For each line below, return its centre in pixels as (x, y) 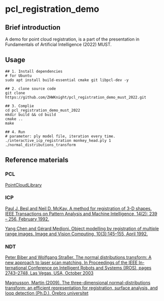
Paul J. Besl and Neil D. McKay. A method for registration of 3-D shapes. (78, 208)
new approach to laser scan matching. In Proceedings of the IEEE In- (75, 262)
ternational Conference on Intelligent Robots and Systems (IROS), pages (78, 268)
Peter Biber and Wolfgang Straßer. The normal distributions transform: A (78, 258)
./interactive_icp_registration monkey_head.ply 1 (58, 140)
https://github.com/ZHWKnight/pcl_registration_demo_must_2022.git (76, 97)
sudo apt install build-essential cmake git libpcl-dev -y (67, 80)
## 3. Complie (20, 106)
